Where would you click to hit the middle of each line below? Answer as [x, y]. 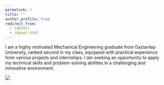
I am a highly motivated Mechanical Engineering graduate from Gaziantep [81, 47]
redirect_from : [21, 24]
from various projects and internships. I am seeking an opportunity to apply [82, 57]
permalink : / [19, 10]
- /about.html [24, 33]
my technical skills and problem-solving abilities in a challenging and [75, 63]
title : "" [15, 14]
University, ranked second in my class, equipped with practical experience [82, 52]
